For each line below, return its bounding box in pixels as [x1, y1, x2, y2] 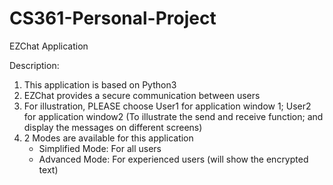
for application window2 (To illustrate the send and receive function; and [23, 110, 324, 122]
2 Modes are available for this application [23, 132, 194, 144]
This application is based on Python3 [23, 78, 177, 91]
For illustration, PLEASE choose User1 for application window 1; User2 [23, 100, 312, 112]
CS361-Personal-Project [9, 7, 217, 30]
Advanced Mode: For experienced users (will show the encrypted [38, 153, 309, 165]
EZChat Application [9, 40, 89, 52]
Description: [9, 59, 60, 71]
